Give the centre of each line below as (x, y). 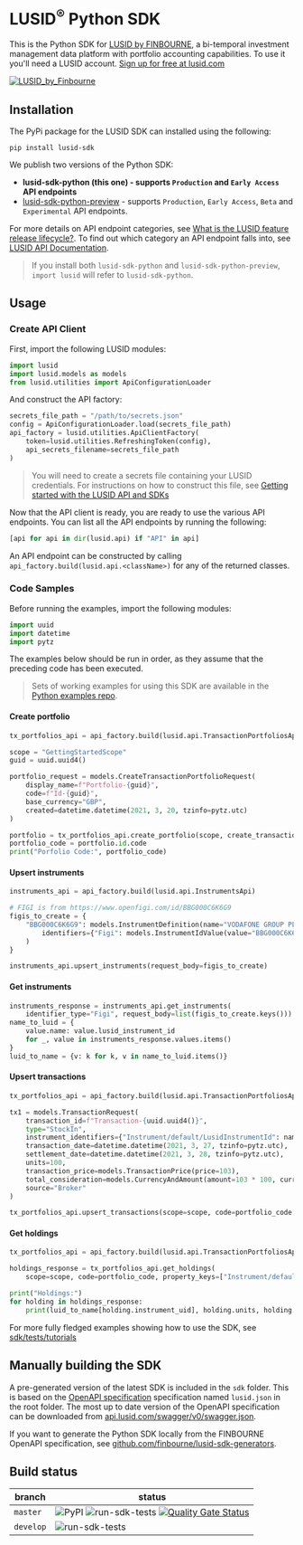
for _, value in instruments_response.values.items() (129, 1040)
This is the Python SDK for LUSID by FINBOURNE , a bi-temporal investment (149, 44)
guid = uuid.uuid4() (48, 761)
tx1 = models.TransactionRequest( (74, 1112)
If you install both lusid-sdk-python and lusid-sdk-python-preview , (156, 265)
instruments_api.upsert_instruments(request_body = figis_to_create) (139, 966)
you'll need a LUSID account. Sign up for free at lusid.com (117, 63)
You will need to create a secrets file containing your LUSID (142, 475)
